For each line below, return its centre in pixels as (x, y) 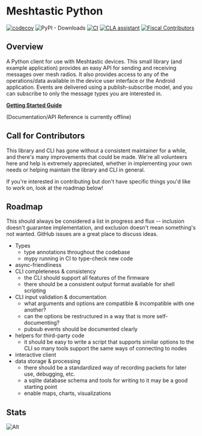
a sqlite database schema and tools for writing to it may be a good (106, 380)
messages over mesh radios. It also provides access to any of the (87, 74)
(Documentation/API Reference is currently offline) (69, 117)
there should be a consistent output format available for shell (99, 284)
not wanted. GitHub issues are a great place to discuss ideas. (82, 234)
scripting (35, 290)
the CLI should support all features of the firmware (87, 278)
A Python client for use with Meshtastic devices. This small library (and (94, 61)
